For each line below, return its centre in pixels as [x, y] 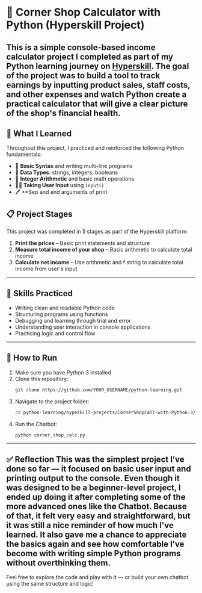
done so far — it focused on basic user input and [99, 469]
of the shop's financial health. [63, 113]
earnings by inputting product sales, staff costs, [98, 85]
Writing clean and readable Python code [65, 308]
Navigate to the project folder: [52, 401]
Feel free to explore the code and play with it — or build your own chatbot [97, 577]
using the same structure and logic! [50, 584]
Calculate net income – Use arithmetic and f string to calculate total [99, 262]
